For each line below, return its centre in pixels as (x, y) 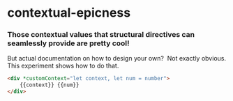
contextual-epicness (69, 13)
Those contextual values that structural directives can (101, 35)
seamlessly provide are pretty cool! (69, 43)
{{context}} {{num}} (50, 85)
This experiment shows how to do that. (63, 66)
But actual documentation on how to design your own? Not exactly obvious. (117, 59)
